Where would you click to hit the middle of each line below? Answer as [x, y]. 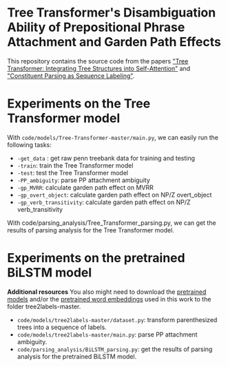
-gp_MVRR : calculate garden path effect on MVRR [85, 187]
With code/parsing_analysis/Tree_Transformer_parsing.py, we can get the [112, 223]
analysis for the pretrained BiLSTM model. [77, 356]
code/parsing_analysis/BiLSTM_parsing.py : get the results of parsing [115, 349]
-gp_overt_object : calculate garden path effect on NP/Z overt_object [114, 195]
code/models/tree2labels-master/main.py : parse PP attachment [107, 334]
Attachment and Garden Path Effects [114, 42]
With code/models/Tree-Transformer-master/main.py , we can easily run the [113, 137]
